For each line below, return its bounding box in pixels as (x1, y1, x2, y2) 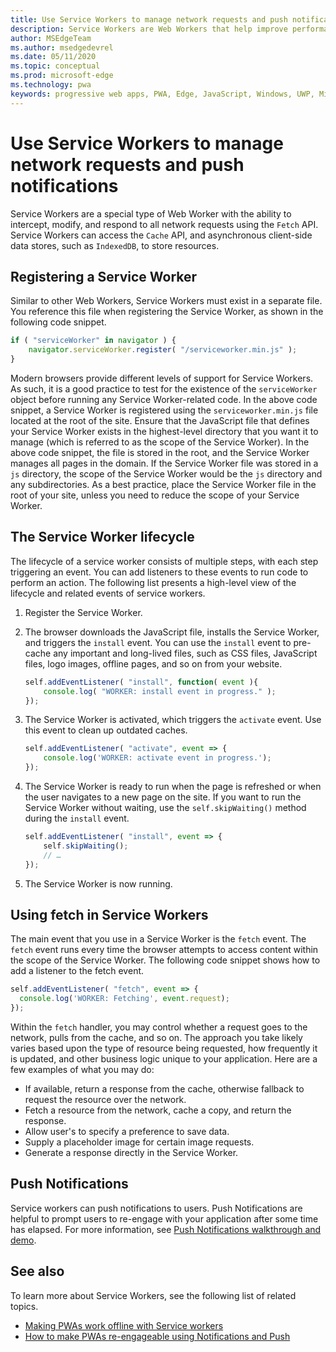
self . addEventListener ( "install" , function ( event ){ (24, 677, 259, 687)
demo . (10, 1234, 37, 1246)
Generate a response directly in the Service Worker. (24, 1147, 239, 1158)
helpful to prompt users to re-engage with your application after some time (10, 1212, 319, 1225)
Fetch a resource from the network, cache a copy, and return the (24, 1104, 292, 1116)
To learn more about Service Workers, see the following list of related (10, 1289, 297, 1301)
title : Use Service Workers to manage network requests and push (10, 14, 288, 25)
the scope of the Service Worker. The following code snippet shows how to (10, 954, 321, 966)
